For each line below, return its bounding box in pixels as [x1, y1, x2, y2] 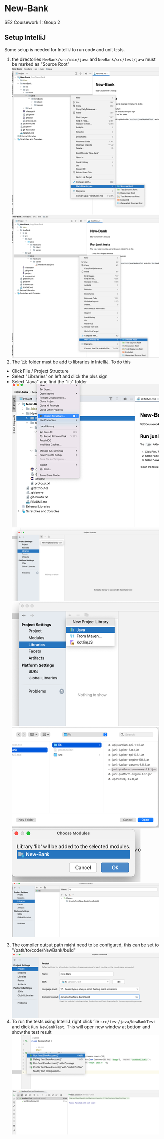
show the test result [11, 1029, 52, 1035]
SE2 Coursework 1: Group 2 [4, 19, 60, 25]
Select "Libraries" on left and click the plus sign [11, 373, 108, 379]
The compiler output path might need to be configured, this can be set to [11, 942, 159, 948]
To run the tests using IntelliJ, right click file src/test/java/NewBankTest [11, 1018, 156, 1024]
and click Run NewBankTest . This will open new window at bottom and [11, 1024, 150, 1030]
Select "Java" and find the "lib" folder [11, 378, 87, 384]
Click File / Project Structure [11, 368, 69, 374]
